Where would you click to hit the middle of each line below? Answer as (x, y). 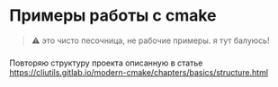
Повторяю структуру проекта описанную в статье (106, 63)
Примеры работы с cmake (113, 16)
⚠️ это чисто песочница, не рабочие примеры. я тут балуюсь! (150, 40)
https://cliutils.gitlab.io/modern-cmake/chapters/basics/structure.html (139, 72)
